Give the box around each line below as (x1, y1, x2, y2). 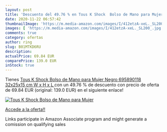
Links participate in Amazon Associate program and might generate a (5, 116, 147, 122)
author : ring (5, 40, 32, 45)
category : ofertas (5, 35, 43, 40)
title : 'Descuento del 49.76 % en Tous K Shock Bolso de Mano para (5, 12, 150, 17)
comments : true (5, 30, 37, 35)
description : (5, 49, 32, 54)
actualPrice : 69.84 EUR (5, 53, 55, 59)
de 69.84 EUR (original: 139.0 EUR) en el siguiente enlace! (5, 87, 124, 93)
